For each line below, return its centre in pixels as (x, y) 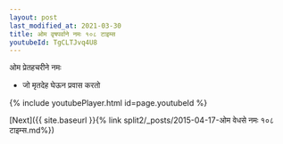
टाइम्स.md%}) (32, 131)
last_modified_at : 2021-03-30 (66, 26)
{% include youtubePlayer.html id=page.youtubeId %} (108, 103)
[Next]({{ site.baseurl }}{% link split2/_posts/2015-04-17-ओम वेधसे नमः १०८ (142, 120)
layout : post (33, 17)
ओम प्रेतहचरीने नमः (35, 68)
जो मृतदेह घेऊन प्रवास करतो (61, 85)
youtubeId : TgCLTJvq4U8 (54, 42)
